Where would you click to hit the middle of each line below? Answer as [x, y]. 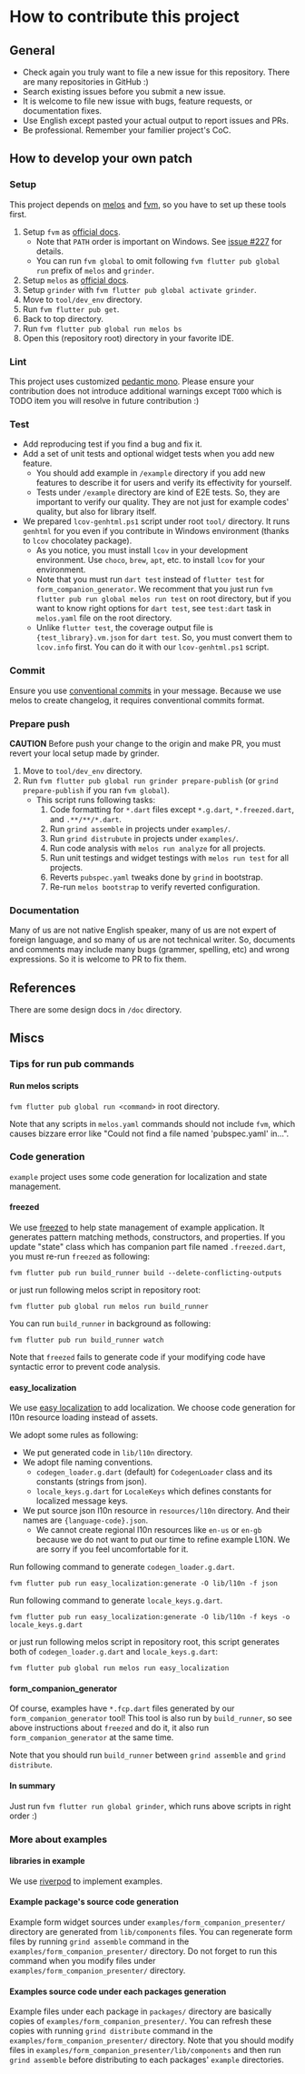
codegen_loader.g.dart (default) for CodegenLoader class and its [154, 1472]
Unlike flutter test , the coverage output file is [124, 628]
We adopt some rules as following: [74, 1435]
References [43, 987]
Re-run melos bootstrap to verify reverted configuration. [155, 886]
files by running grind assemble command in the [99, 1941]
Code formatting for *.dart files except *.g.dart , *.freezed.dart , [172, 809]
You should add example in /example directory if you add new [151, 473]
